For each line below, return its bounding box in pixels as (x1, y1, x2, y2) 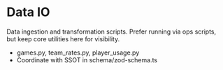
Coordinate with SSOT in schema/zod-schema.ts (16, 55, 158, 64)
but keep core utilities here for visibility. (6, 34, 120, 43)
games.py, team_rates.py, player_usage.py (16, 48, 140, 57)
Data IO (6, 4, 50, 20)
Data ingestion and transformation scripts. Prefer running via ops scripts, (6, 27, 217, 36)
